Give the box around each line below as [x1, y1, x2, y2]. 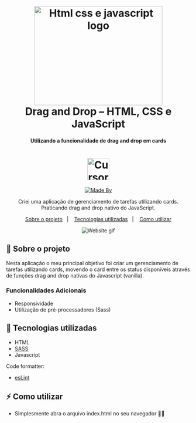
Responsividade [14, 300, 54, 307]
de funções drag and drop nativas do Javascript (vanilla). [6, 272, 145, 279]
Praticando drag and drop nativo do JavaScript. [41, 204, 156, 211]
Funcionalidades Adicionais [6, 286, 87, 295]
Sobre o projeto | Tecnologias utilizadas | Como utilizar [25, 215, 171, 222]
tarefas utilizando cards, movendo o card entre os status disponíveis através [6, 266, 190, 273]
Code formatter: [6, 363, 45, 370]
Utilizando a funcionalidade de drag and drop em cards [30, 137, 167, 144]
